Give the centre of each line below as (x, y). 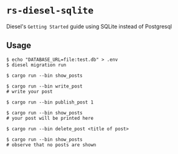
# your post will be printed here (50, 118)
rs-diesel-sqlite (50, 11)
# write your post (29, 91)
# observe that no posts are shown (51, 145)
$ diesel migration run (36, 65)
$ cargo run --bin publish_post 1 (50, 102)
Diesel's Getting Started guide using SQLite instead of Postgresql (89, 26)
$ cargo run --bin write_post (45, 86)
